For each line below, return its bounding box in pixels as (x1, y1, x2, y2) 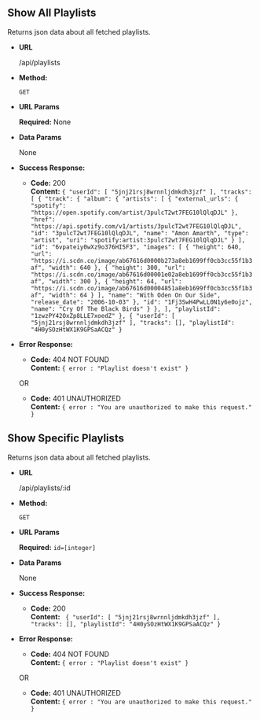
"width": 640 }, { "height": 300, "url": (48, 264, 186, 271)
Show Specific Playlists (7, 432, 125, 445)
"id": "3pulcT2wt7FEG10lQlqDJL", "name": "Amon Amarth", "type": (30, 229, 249, 237)
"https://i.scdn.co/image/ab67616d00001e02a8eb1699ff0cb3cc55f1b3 (30, 271, 253, 279)
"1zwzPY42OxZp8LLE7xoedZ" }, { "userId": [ (30, 312, 176, 319)
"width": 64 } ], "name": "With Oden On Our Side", (48, 291, 222, 299)
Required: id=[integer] (18, 542, 96, 552)
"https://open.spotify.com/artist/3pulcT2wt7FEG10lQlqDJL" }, (30, 209, 239, 216)
